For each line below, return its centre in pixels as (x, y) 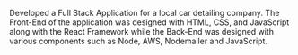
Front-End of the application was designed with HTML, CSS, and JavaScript (149, 22)
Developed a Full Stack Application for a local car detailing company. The (145, 13)
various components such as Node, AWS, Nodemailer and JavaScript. (138, 41)
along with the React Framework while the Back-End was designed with (142, 31)
